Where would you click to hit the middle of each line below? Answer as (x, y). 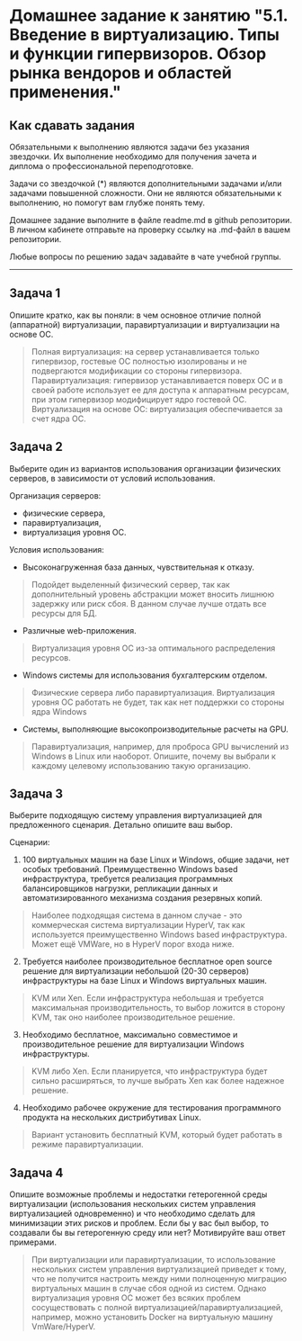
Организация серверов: (55, 495)
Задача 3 (36, 794)
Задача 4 (36, 1172)
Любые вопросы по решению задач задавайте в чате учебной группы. (145, 256)
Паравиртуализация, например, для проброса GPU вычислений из (160, 746)
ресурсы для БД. (64, 613)
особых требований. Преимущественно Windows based (130, 869)
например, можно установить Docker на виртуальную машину (152, 1317)
